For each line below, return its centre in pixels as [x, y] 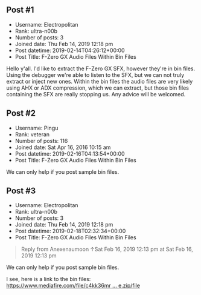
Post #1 [20, 10]
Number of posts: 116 [41, 141]
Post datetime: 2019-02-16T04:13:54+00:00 [70, 153]
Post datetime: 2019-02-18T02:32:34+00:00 [70, 231]
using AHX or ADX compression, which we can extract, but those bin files [97, 88]
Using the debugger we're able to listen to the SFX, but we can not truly [95, 75]
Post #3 [21, 191]
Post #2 [21, 114]
